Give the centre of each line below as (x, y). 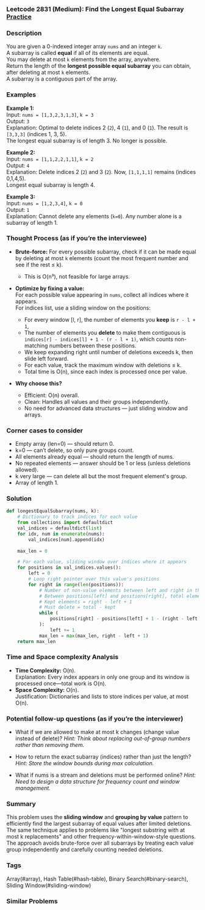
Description (24, 33)
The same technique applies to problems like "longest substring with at (95, 830)
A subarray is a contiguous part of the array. (62, 79)
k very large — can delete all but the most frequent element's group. (101, 476)
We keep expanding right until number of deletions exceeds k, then (109, 352)
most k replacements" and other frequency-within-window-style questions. (101, 837)
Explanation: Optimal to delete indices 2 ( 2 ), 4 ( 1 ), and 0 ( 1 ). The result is (97, 128)
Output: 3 (18, 121)
